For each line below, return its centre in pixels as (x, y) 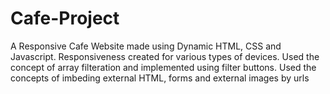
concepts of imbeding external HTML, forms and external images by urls (160, 78)
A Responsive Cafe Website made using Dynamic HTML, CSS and (146, 46)
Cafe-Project (65, 18)
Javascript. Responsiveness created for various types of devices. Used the (165, 56)
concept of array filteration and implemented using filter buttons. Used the (163, 67)
